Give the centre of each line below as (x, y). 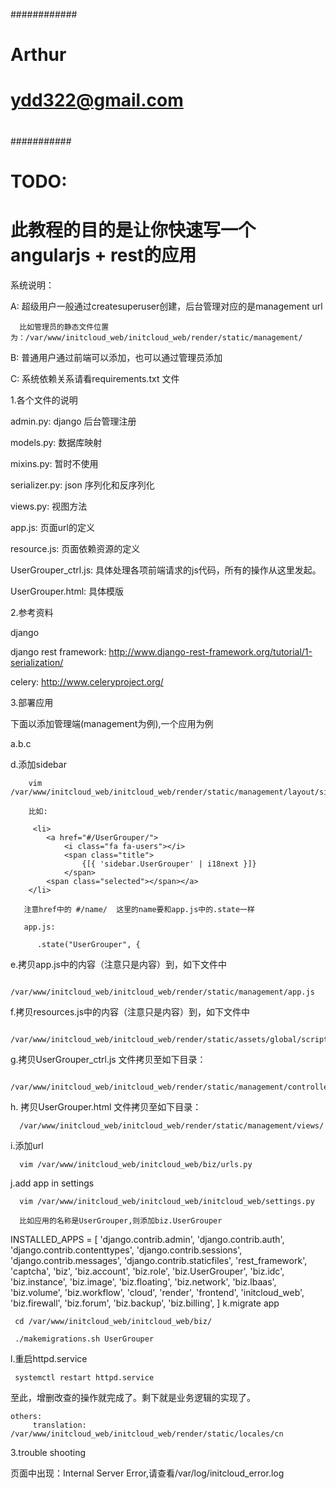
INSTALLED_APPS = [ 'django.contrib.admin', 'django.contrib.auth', (147, 1239)
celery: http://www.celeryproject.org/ (87, 681)
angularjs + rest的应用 (103, 255)
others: (26, 1416)
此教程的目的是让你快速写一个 (133, 230)
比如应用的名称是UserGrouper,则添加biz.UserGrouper (121, 1220)
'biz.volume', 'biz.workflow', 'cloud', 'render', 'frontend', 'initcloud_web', (157, 1292)
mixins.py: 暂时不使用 (54, 463)
